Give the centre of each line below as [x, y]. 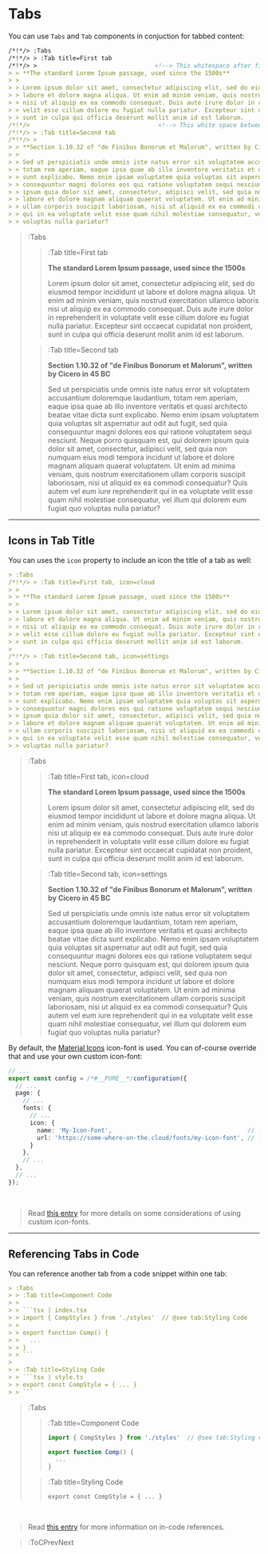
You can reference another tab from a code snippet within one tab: [118, 1273]
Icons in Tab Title [52, 541]
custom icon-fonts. [59, 1221]
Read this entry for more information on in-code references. [126, 1527]
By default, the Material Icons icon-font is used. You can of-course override [132, 1047]
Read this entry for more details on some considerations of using [134, 1213]
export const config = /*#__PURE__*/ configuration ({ [98, 1078]
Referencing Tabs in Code [74, 1255]
